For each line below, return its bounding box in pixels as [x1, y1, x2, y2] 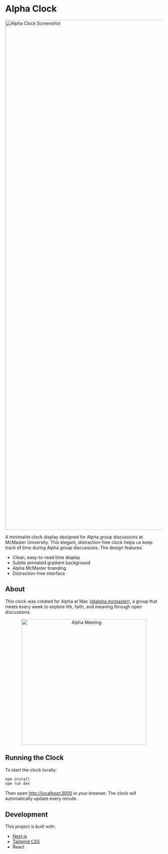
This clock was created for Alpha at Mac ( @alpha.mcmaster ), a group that [5, 598, 157, 604]
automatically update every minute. [5, 796, 78, 802]
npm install [5, 777, 30, 782]
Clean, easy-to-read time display [12, 554, 80, 560]
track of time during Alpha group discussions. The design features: [5, 545, 143, 551]
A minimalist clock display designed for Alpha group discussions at [5, 533, 143, 540]
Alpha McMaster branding [12, 565, 66, 571]
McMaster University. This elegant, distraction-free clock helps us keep [5, 539, 152, 545]
